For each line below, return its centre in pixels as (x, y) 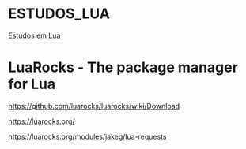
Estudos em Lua (34, 35)
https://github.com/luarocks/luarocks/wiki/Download (94, 106)
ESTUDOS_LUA (59, 14)
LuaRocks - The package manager (123, 67)
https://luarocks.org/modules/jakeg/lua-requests (87, 136)
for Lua (32, 84)
